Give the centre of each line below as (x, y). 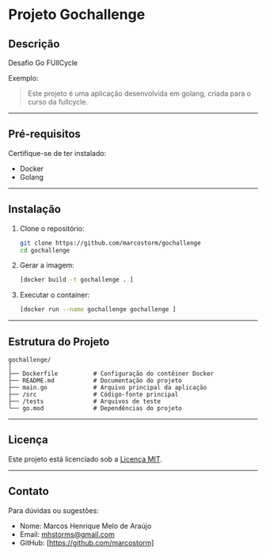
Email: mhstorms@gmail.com (67, 534)
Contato (28, 491)
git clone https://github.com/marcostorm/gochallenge (110, 243)
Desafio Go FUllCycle (43, 63)
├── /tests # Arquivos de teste (84, 401)
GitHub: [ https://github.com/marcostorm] (87, 542)
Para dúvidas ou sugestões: (53, 510)
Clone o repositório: (52, 228)
